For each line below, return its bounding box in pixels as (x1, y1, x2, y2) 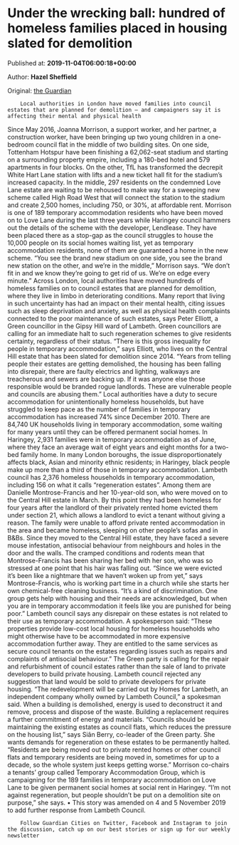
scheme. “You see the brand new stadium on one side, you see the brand (7, 253, 223, 262)
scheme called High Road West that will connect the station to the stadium (7, 193, 225, 201)
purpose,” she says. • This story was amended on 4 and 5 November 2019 (7, 798, 226, 807)
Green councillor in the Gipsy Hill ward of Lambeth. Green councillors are (7, 322, 222, 330)
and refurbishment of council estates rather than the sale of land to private (7, 662, 226, 671)
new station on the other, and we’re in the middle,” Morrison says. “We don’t (7, 261, 230, 270)
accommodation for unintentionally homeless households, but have (7, 397, 204, 406)
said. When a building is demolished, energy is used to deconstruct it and (7, 700, 223, 708)
